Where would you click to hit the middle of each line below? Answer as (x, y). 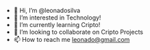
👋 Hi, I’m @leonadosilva (47, 10)
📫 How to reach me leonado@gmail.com (72, 40)
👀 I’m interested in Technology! (57, 18)
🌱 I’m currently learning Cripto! (57, 25)
